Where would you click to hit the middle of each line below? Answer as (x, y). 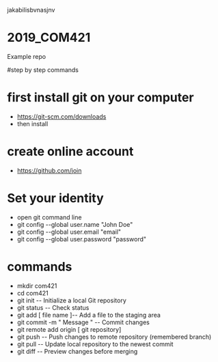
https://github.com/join (49, 170)
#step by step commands (43, 70)
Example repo (27, 56)
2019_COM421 (49, 38)
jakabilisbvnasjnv (31, 10)
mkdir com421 (37, 286)
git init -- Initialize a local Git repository (71, 300)
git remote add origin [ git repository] (69, 329)
